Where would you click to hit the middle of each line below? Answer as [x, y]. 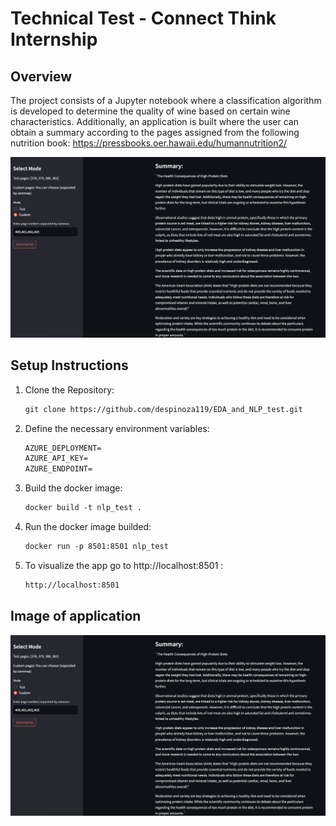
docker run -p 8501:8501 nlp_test [96, 547]
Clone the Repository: [69, 389]
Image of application [76, 616]
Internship [54, 39]
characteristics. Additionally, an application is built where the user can [154, 121]
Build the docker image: [73, 488]
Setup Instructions [69, 365]
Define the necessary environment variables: [117, 428]
